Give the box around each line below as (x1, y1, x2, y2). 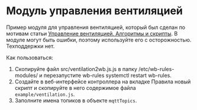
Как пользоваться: (6, 54, 53, 61)
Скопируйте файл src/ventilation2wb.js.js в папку (14, 65, 138, 72)
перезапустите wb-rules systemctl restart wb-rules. (43, 72, 172, 79)
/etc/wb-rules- (138, 65, 175, 72)
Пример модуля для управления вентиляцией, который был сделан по (6, 24, 186, 31)
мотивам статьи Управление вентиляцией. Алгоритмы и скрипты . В (6, 30, 178, 37)
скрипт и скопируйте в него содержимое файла (14, 84, 136, 91)
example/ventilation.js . (14, 90, 75, 98)
